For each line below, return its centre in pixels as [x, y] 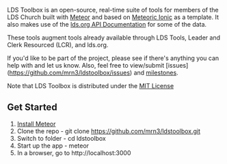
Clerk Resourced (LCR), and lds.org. [58, 45]
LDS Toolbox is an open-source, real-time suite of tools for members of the [113, 10]
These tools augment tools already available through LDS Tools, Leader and [114, 38]
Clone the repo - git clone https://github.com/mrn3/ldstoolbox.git [108, 131]
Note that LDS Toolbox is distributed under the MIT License [91, 86]
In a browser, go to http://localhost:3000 [74, 152]
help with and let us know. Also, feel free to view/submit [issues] [98, 65]
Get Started [32, 108]
